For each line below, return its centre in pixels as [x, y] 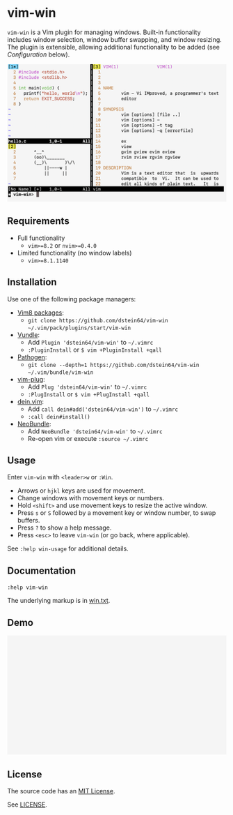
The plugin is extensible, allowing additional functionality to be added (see [114, 47]
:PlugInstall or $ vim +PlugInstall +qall [88, 394]
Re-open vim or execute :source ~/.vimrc [88, 438]
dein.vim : [30, 401]
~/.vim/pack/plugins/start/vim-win [79, 328]
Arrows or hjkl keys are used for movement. [81, 491]
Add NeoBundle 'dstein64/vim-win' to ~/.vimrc [95, 431]
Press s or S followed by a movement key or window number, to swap [116, 513]
